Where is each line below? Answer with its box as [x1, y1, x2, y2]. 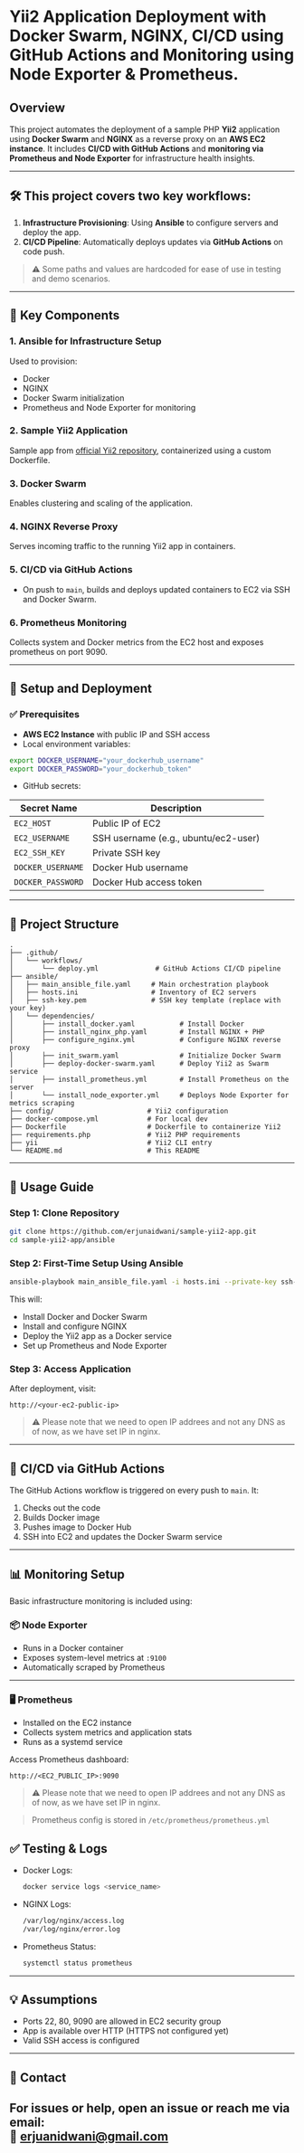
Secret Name [19, 802, 78, 815]
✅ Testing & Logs [9, 1841, 108, 1856]
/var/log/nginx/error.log [22, 1924, 120, 1933]
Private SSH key [91, 847, 161, 859]
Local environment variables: [22, 738, 131, 749]
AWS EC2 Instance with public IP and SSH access [22, 728, 211, 739]
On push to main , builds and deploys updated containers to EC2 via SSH [22, 583, 291, 594]
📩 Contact [9, 2070, 67, 2085]
